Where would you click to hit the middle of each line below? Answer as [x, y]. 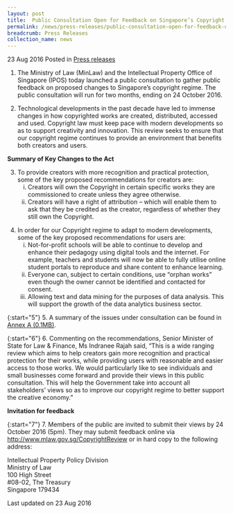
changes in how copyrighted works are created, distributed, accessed [117, 116]
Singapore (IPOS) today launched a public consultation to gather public [119, 80]
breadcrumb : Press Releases [48, 33]
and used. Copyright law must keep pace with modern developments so [120, 123]
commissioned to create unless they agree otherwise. [104, 195]
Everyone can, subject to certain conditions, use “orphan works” [120, 275]
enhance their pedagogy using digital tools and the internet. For [118, 252]
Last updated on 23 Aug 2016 [50, 503]
